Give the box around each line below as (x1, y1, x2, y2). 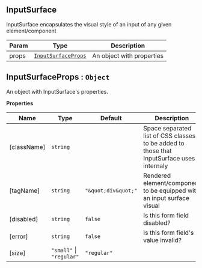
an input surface (143, 193, 189, 202)
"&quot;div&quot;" (85, 187, 138, 194)
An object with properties (92, 51, 164, 59)
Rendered (143, 171, 171, 180)
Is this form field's (143, 228, 194, 237)
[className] (9, 142, 46, 151)
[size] (9, 249, 26, 257)
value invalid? (143, 236, 182, 244)
